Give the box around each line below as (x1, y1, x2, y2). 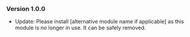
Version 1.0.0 (6, 5, 46, 13)
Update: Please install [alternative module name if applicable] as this (14, 18, 185, 25)
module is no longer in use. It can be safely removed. (14, 24, 146, 31)
